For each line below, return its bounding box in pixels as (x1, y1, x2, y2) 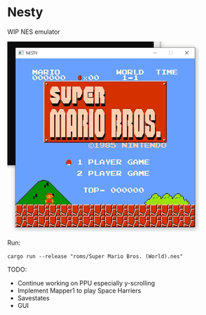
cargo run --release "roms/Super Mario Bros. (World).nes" (7, 252, 184, 260)
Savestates (17, 293, 50, 302)
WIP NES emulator (7, 27, 61, 36)
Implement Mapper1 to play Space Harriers (17, 286, 142, 295)
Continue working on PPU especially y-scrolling (17, 278, 156, 287)
